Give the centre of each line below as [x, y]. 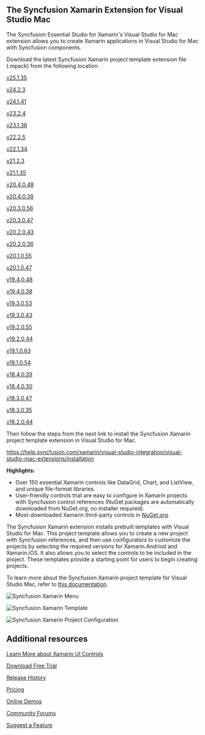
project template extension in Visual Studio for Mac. [71, 440]
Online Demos [24, 701]
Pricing [15, 689]
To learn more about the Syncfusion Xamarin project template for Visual [97, 578]
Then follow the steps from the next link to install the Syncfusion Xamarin [99, 434]
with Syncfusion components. [44, 47]
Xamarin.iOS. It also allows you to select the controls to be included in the [99, 552]
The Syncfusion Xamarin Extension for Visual [95, 10]
